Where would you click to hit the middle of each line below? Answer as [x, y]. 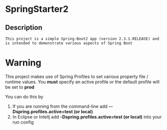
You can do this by [24, 97]
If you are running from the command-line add [60, 106]
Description [24, 28]
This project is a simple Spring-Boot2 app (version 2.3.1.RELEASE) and [82, 39]
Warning [23, 63]
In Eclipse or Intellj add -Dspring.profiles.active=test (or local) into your [87, 117]
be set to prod [20, 87]
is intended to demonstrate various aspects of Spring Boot [69, 43]
